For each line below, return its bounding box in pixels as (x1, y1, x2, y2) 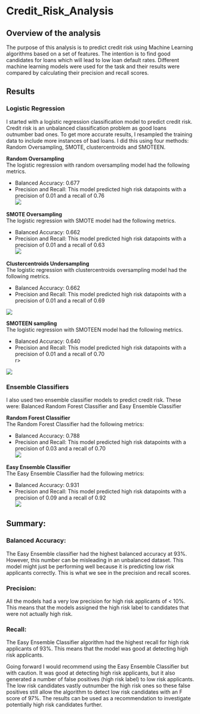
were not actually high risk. (6, 610, 73, 617)
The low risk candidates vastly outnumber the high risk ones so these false (6, 682, 191, 690)
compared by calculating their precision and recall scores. (6, 69, 149, 76)
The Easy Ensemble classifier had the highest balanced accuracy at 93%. (6, 550, 187, 557)
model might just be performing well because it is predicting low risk (6, 563, 174, 570)
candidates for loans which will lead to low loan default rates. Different (6, 57, 180, 63)
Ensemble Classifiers (6, 382, 69, 391)
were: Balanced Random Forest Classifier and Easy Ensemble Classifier (6, 402, 182, 410)
